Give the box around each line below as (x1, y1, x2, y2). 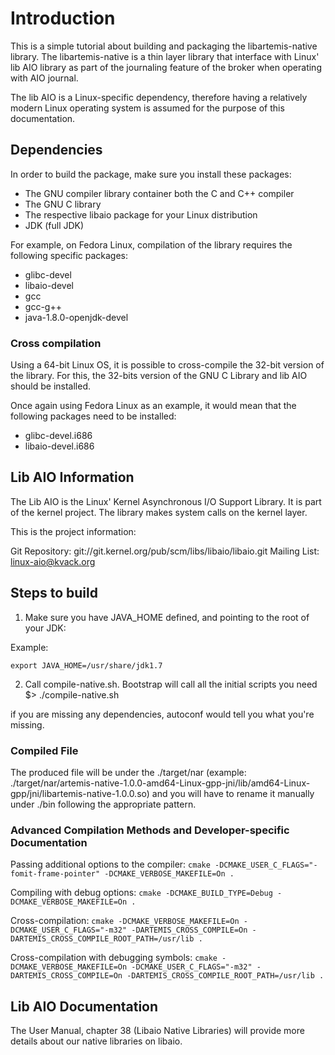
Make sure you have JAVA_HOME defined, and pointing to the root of (24, 611, 310, 623)
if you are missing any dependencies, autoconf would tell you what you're (10, 708, 315, 720)
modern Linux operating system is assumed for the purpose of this (10, 102, 285, 114)
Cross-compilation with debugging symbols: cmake (10, 952, 218, 964)
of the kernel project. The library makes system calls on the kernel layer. (10, 506, 308, 518)
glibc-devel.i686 (24, 430, 93, 442)
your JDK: (24, 622, 67, 634)
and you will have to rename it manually (151, 787, 315, 799)
